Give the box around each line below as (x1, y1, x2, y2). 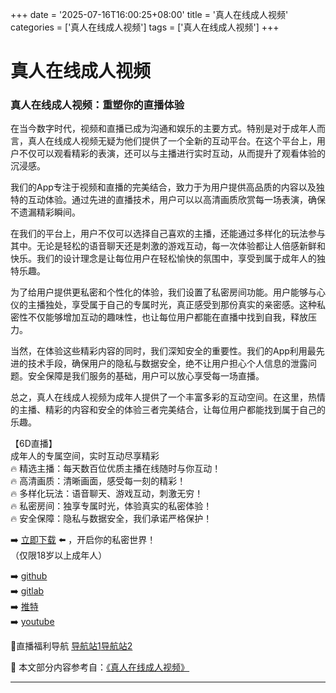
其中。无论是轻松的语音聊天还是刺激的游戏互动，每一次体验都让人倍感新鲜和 (10, 240, 326, 252)
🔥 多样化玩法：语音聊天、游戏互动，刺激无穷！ (10, 488, 204, 500)
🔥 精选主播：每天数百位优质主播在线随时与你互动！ (10, 463, 222, 475)
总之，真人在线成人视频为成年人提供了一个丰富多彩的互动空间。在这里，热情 (10, 391, 326, 403)
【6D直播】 (10, 438, 58, 450)
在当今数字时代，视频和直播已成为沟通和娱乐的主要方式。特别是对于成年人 (10, 123, 317, 135)
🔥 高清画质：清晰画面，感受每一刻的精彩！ (10, 475, 187, 487)
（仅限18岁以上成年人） (10, 549, 108, 562)
